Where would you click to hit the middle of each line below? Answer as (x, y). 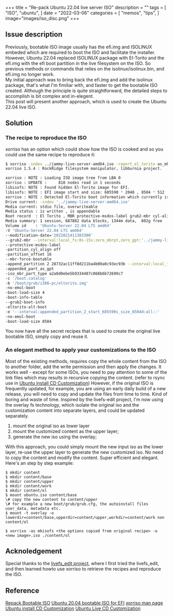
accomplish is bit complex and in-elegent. (50, 96)
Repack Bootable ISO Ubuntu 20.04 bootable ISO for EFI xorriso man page (84, 603)
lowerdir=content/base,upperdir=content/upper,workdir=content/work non (85, 517)
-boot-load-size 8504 (29, 321)
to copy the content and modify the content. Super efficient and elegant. (82, 458)
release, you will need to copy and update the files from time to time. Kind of (86, 394)
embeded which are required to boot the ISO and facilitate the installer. (80, 52)
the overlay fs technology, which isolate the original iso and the (72, 405)
